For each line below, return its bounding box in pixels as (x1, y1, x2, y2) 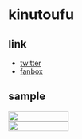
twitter (19, 58, 41, 68)
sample (8, 90, 46, 103)
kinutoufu (8, 6, 74, 24)
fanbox (19, 67, 44, 76)
